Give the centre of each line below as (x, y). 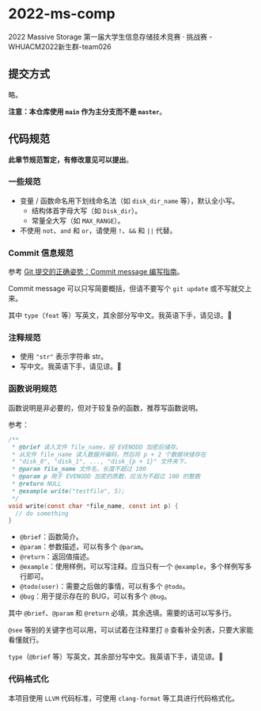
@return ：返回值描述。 (56, 556)
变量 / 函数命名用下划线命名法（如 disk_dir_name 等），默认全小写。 (129, 201)
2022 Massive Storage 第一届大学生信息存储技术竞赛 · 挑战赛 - (110, 36)
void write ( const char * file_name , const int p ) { (93, 506)
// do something (42, 513)
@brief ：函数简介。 (51, 537)
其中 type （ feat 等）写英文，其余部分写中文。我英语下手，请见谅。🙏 (120, 315)
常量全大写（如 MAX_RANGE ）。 (78, 220)
